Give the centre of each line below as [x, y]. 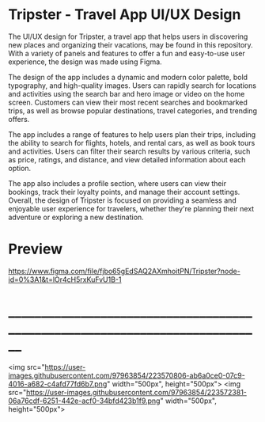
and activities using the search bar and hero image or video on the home [127, 93]
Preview [36, 249]
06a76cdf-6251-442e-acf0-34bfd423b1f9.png [84, 401]
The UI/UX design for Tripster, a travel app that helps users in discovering [128, 36]
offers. [19, 119]
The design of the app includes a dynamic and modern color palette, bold [128, 77]
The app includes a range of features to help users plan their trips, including [132, 134]
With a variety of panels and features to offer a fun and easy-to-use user [127, 53]
